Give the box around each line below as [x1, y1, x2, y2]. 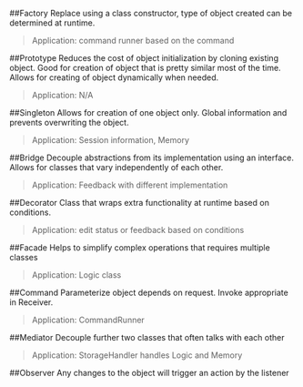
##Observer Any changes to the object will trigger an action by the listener [9, 368, 289, 378]
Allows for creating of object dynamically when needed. [9, 72, 219, 83]
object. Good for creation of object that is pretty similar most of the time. [9, 63, 281, 73]
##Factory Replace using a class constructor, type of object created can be [9, 8, 293, 18]
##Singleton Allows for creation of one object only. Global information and [9, 107, 288, 117]
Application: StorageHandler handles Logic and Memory [31, 350, 243, 361]
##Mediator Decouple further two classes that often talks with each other [9, 332, 285, 342]
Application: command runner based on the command [31, 36, 235, 46]
